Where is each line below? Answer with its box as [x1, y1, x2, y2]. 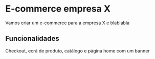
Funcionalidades [5, 34, 60, 43]
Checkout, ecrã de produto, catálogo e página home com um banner [5, 47, 150, 53]
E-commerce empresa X [5, 3, 111, 15]
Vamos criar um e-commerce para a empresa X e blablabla [5, 20, 129, 26]
